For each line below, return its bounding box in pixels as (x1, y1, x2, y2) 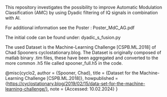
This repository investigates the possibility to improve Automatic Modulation (5, 5, 162, 10)
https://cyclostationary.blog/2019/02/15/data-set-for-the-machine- (7, 80, 145, 86)
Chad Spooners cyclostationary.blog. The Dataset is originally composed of (5, 50, 161, 55)
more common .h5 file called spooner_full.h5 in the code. (5, 60, 123, 66)
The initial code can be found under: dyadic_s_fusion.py (5, 35, 121, 40)
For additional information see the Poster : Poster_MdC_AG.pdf (5, 25, 135, 31)
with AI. (5, 15, 21, 21)
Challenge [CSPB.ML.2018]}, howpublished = (25, 75, 118, 81)
